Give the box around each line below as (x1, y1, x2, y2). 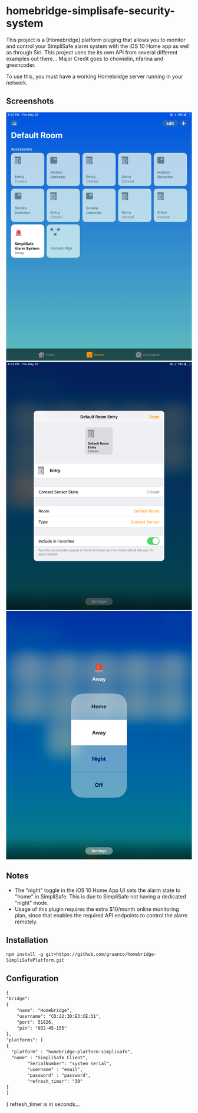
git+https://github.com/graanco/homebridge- (45, 952, 157, 958)
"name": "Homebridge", (16, 1008, 72, 1014)
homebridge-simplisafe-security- (6, 4, 175, 18)
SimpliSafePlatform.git (6, 958, 65, 963)
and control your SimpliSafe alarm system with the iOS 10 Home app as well (6, 43, 190, 50)
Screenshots (6, 96, 54, 106)
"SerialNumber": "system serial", (27, 1061, 112, 1067)
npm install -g (6, 952, 44, 958)
